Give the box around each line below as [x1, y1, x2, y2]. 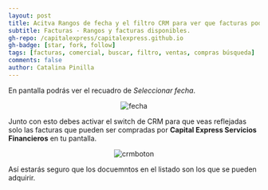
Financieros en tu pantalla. [8, 133, 97, 143]
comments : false [8, 57, 62, 65]
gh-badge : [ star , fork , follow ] [8, 42, 116, 49]
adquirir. [8, 172, 36, 182]
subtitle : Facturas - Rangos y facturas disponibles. [8, 26, 191, 34]
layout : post [8, 11, 52, 20]
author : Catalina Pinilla [8, 64, 94, 72]
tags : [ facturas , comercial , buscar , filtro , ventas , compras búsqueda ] [8, 49, 255, 57]
